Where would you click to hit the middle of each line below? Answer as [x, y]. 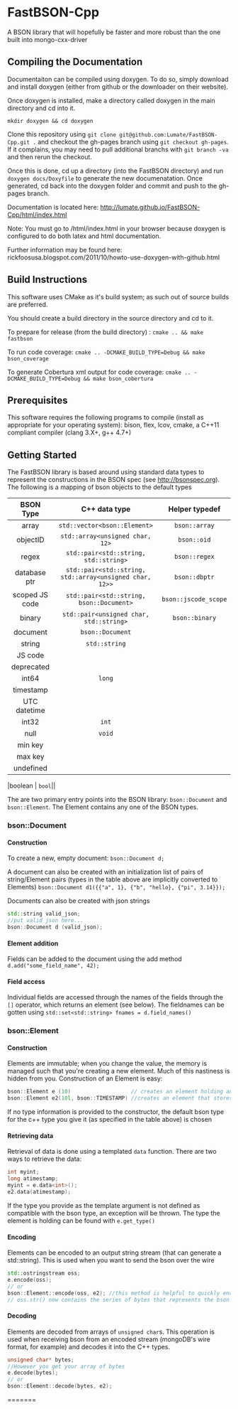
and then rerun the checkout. [50, 156]
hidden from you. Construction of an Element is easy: [85, 1078]
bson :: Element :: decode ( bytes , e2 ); [60, 1386]
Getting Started [42, 455]
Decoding [22, 1316]
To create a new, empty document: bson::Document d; [86, 858]
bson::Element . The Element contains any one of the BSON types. [103, 807]
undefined [30, 768]
